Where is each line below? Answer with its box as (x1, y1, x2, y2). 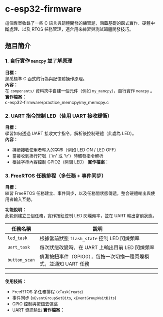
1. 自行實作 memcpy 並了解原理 (5, 57, 73, 64)
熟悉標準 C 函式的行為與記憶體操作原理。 (5, 75, 87, 81)
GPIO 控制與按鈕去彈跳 (12, 301, 58, 307)
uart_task (7, 245, 30, 250)
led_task (7, 235, 28, 241)
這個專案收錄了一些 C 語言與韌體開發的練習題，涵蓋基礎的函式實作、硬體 (5, 20, 151, 26)
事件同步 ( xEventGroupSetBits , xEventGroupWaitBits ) (12, 295, 116, 301)
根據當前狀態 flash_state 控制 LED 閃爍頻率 (39, 235, 140, 242)
